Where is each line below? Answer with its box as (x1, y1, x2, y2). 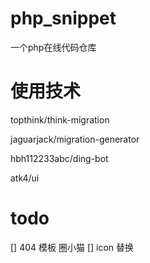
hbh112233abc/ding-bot (10, 152, 109, 164)
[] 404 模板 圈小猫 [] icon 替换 (10, 241, 135, 253)
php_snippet (10, 7, 117, 30)
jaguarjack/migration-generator (10, 133, 140, 145)
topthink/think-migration (10, 113, 110, 126)
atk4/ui (10, 172, 40, 184)
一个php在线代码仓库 (10, 41, 97, 53)
